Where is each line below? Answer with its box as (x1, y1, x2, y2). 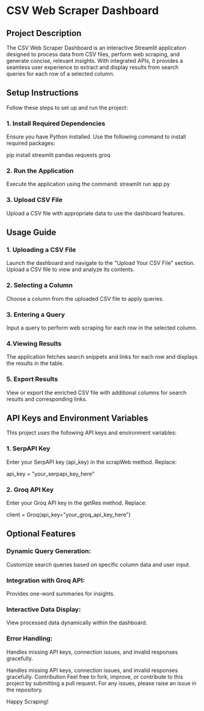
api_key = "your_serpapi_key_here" (6, 470, 95, 477)
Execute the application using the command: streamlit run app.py (6, 181, 170, 188)
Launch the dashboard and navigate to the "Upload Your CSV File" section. (6, 259, 195, 267)
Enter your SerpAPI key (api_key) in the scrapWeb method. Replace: (6, 458, 177, 466)
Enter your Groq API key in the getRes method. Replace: (6, 499, 147, 507)
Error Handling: (6, 634, 53, 643)
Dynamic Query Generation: (6, 547, 92, 555)
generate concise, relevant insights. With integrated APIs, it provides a (6, 57, 183, 64)
